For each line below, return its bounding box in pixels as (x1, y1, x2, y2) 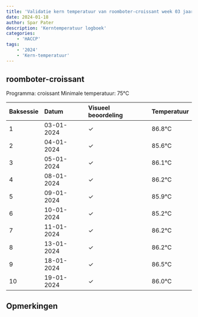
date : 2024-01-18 (6, 14, 49, 20)
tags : (6, 42, 19, 48)
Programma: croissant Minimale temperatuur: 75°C (6, 90, 130, 97)
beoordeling (88, 111, 123, 120)
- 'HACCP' (16, 36, 41, 42)
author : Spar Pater (6, 19, 54, 25)
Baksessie (9, 107, 39, 115)
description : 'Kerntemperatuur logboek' (6, 25, 107, 31)
